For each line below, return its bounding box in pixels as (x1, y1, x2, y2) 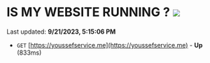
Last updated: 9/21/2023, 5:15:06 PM (6, 27, 116, 36)
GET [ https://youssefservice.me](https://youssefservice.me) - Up (16, 41, 203, 49)
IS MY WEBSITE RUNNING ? (6, 4, 171, 20)
